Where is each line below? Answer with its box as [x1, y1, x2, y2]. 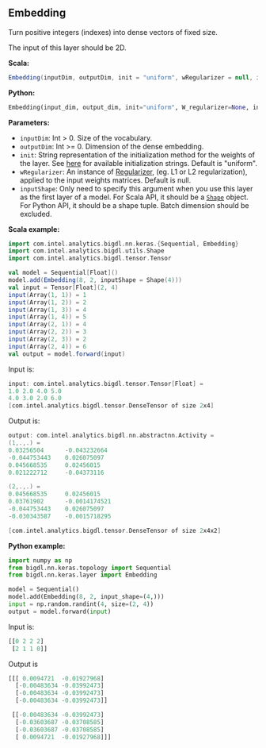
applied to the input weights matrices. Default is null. [19, 175, 192, 185]
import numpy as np [8, 556, 73, 565]
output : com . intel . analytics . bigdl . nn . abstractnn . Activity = [8, 432, 215, 440]
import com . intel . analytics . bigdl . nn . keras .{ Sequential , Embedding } [8, 240, 239, 248]
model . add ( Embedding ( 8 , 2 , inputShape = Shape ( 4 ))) [8, 276, 182, 284]
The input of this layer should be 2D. [8, 43, 127, 52]
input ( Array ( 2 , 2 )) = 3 [8, 328, 87, 336]
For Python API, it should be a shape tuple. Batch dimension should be [19, 200, 249, 210]
